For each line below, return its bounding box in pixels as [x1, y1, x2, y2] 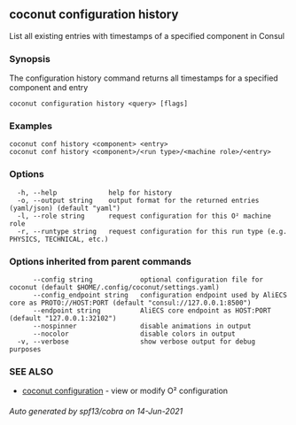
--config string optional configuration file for [32, 275, 264, 284]
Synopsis [9, 52, 51, 65]
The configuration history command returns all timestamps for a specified [9, 73, 279, 83]
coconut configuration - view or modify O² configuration [21, 385, 229, 397]
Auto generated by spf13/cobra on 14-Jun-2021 [9, 406, 183, 416]
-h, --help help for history [17, 188, 173, 197]
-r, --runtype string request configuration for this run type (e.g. [17, 227, 288, 236]
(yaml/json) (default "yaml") [9, 204, 121, 212]
